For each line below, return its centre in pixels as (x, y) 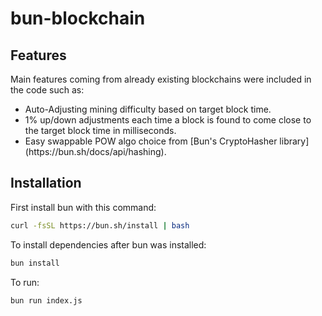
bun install (35, 263)
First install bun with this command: (83, 207)
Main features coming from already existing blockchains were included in (161, 79)
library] (294, 141)
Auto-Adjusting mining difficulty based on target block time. (148, 109)
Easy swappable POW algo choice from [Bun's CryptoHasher (151, 141)
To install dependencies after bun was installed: (108, 244)
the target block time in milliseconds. (100, 130)
